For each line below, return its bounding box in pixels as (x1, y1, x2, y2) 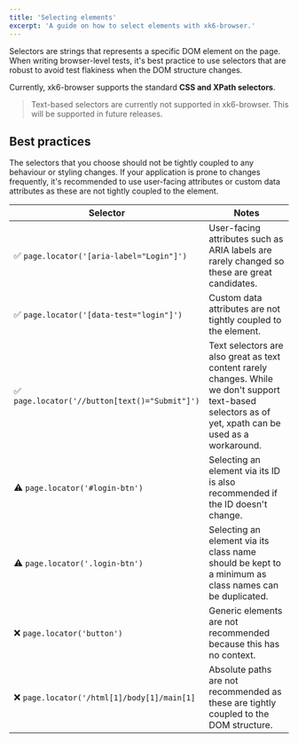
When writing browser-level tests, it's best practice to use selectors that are (9, 55, 286, 66)
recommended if (208, 487, 278, 500)
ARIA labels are (208, 244, 272, 257)
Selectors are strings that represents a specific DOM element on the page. (9, 45, 281, 56)
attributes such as (208, 233, 284, 245)
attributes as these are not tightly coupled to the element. (9, 186, 219, 196)
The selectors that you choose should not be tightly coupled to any (9, 157, 255, 169)
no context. (208, 649, 256, 661)
